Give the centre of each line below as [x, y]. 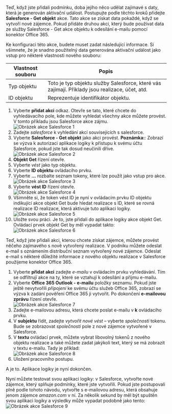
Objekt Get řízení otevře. [39, 159]
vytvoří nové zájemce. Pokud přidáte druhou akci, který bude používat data [85, 24]
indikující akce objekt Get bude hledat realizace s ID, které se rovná [84, 203]
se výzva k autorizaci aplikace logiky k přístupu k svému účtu [78, 143]
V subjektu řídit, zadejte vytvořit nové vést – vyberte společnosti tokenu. [90, 321]
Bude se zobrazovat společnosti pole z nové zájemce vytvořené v [82, 326]
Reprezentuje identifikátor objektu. [89, 98]
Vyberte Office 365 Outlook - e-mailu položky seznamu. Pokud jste [85, 283]
